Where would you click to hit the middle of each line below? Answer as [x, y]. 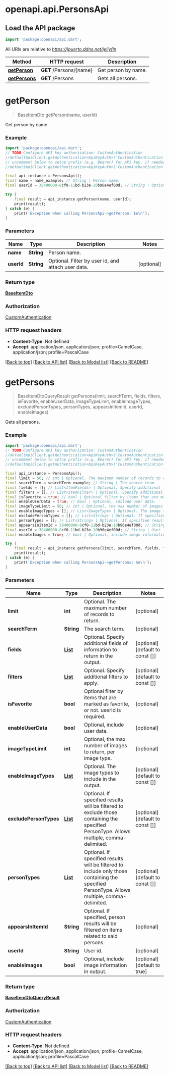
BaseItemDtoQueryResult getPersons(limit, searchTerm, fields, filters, [89, 396]
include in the [100, 779]
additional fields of [106, 643]
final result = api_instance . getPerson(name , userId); [73, 199]
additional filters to [106, 677]
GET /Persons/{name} [67, 70]
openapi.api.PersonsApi [57, 9]
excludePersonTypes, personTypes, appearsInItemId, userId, [80, 407]
